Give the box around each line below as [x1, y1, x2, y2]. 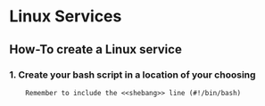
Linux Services [9, 6, 122, 27]
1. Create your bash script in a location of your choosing [9, 69, 256, 81]
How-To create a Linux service [9, 42, 183, 57]
